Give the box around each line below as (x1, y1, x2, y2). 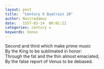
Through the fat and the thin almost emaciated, (5, 53, 100, 59)
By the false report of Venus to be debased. (5, 59, 93, 64)
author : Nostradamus (5, 16, 47, 21)
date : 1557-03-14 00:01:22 (5, 20, 67, 26)
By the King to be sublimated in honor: (5, 48, 82, 54)
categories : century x (5, 25, 51, 30)
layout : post (5, 7, 32, 12)
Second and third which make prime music (5, 43, 91, 49)
